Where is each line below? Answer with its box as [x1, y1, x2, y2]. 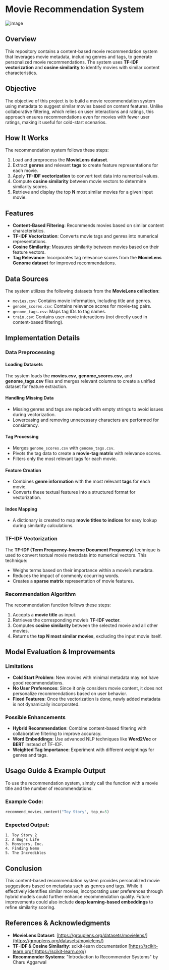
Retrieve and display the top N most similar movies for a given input [12, 189, 153, 195]
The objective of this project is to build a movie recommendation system [5, 97, 155, 104]
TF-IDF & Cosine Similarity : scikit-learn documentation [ [12, 943, 130, 949]
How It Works [5, 134, 49, 142]
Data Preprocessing [5, 349, 55, 356]
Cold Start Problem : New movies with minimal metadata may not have [12, 674, 159, 680]
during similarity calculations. [12, 523, 74, 529]
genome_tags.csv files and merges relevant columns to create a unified [5, 378, 155, 384]
